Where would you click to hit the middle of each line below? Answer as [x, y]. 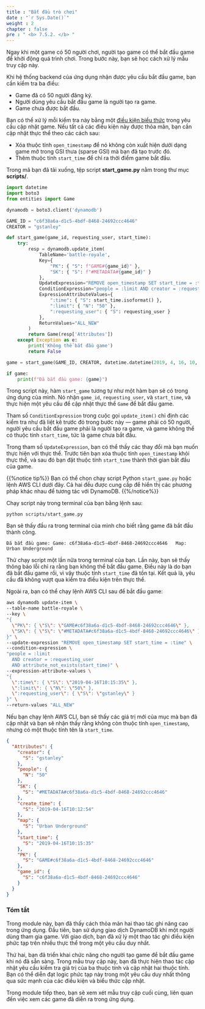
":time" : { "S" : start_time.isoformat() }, [106, 300]
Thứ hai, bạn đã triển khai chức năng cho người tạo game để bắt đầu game [100, 955]
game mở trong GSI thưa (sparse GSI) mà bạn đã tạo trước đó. [93, 152]
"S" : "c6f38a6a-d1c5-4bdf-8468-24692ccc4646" [81, 878]
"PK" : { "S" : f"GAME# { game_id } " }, [95, 266]
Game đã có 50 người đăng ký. [54, 95]
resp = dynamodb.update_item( [67, 249]
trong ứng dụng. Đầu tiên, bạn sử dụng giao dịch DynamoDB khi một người [100, 930]
